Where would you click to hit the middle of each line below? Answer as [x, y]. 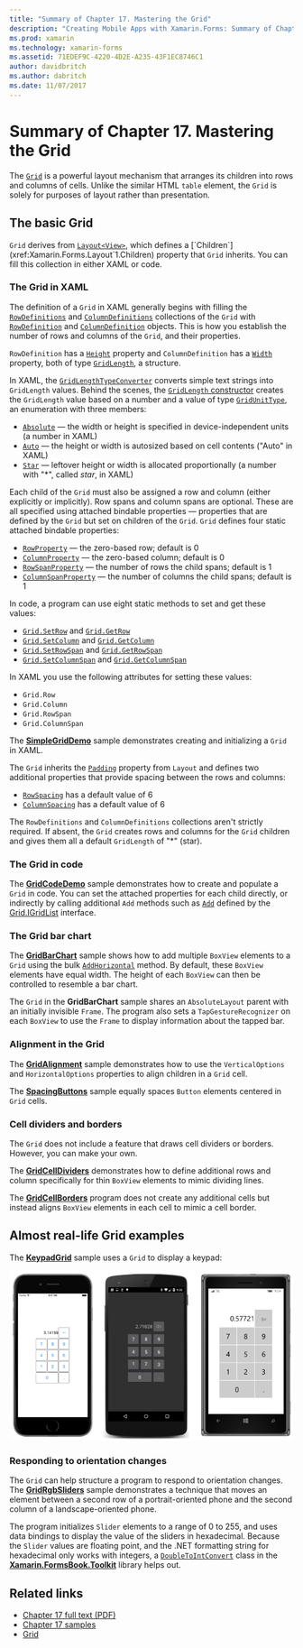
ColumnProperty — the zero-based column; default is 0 [124, 557]
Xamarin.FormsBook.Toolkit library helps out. [96, 1565]
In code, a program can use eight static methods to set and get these [138, 603]
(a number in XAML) [60, 436]
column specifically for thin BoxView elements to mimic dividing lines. [137, 1180]
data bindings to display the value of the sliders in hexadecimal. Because [145, 1536]
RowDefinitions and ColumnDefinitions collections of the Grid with [133, 317]
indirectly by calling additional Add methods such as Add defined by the [140, 903]
